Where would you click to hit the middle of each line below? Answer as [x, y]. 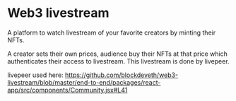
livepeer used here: [35, 75]
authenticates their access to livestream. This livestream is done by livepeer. [118, 61]
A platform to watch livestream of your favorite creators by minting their [112, 32]
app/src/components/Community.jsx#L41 [67, 90]
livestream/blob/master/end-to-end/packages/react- [84, 82]
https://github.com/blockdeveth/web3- [122, 75]
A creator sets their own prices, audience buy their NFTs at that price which [118, 54]
